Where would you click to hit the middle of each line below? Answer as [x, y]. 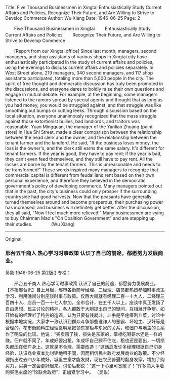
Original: [14, 239]
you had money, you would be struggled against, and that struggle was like [83, 105]
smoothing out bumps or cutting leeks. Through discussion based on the [81, 110]
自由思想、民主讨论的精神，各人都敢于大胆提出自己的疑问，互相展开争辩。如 [85, 309]
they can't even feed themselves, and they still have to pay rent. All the [79, 159]
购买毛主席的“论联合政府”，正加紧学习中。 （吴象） [59, 372]
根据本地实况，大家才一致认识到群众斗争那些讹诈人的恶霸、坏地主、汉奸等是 [85, 322]
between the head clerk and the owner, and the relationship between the [81, 137]
